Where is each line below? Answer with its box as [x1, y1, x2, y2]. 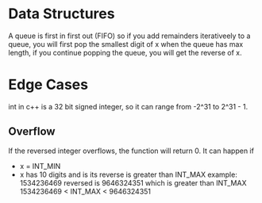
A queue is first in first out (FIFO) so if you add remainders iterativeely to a [8, 31, 251, 40]
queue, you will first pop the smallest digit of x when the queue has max [8, 39, 244, 48]
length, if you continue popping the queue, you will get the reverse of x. [8, 48, 242, 57]
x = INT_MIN [19, 161, 61, 170]
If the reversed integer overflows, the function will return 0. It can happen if [8, 146, 254, 155]
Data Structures [8, 5, 115, 23]
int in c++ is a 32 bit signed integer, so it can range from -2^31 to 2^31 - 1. [8, 101, 249, 111]
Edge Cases [8, 76, 89, 94]
